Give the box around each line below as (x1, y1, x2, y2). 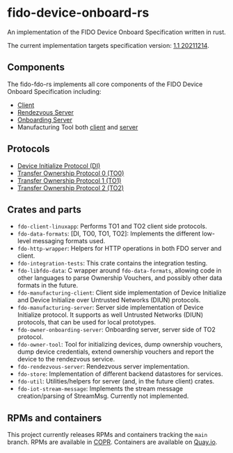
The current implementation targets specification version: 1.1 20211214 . (7, 41, 210, 49)
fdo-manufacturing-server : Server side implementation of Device (17, 304, 204, 312)
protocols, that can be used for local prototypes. (17, 318, 156, 327)
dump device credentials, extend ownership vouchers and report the (17, 347, 214, 356)
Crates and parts (7, 204, 82, 215)
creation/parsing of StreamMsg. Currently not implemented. (17, 392, 189, 400)
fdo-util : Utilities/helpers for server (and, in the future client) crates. (17, 377, 215, 386)
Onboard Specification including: (7, 87, 102, 95)
